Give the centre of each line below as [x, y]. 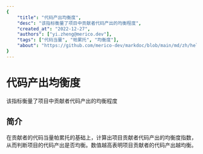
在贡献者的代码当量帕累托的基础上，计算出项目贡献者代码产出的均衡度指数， [101, 137]
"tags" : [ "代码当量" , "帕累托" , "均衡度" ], [68, 40]
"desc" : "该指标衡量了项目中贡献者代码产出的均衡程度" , [79, 23]
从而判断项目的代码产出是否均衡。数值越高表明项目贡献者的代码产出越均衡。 [101, 145]
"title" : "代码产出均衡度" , [49, 18]
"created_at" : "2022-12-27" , [54, 29]
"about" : [28, 46]
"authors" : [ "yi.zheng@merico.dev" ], [65, 34]
